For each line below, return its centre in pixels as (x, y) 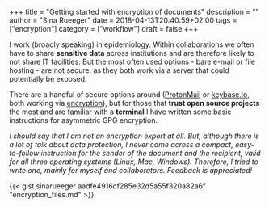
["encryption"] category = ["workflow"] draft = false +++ (104, 29)
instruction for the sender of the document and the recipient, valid (151, 153)
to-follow (24, 153)
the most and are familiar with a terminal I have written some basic (120, 112)
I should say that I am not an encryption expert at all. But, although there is (134, 136)
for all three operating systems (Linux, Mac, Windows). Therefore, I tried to (134, 162)
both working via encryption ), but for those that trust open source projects (134, 103)
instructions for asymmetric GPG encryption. (84, 120)
